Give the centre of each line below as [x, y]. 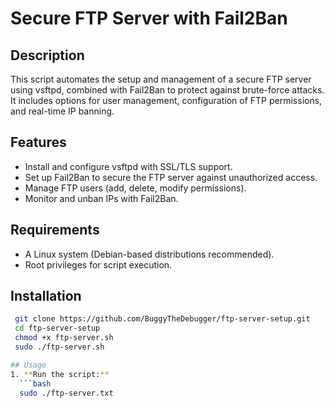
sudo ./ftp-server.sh [59, 347]
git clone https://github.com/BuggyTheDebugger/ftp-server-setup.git [162, 319]
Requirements [55, 230]
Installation [46, 296]
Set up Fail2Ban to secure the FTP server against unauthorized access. [171, 177]
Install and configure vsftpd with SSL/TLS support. [128, 166]
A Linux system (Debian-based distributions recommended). [149, 254]
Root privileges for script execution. [98, 264]
